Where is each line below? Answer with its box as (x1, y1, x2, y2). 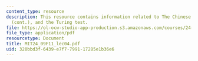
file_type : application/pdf (6, 30, 75, 36)
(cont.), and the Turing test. (11, 19, 88, 25)
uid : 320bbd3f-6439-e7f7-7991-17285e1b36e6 (6, 46, 115, 52)
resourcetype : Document (6, 35, 65, 41)
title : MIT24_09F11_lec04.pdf (6, 41, 81, 47)
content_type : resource (6, 8, 65, 15)
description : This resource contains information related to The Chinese (6, 14, 192, 20)
